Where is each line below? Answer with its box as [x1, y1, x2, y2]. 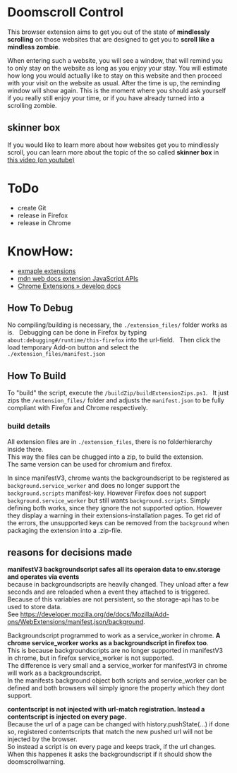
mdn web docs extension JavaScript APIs [17, 274, 139, 282]
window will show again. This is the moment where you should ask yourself [7, 86, 226, 95]
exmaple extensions [17, 266, 76, 275]
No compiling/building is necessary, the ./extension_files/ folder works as [7, 320, 228, 329]
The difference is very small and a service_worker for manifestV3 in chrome [7, 661, 228, 670]
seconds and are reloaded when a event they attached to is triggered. [7, 587, 210, 597]
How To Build [7, 370, 66, 382]
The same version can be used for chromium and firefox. [7, 460, 173, 468]
